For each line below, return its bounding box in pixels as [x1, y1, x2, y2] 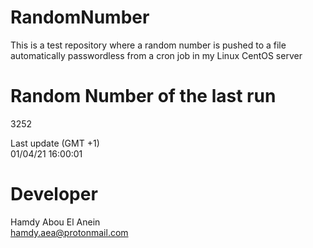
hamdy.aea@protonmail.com [10, 226, 129, 238]
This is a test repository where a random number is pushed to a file [10, 39, 287, 51]
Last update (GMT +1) [10, 137, 100, 149]
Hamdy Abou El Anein [10, 216, 101, 228]
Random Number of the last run [10, 85, 277, 108]
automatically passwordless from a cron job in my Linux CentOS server [10, 49, 303, 61]
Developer [10, 183, 98, 206]
